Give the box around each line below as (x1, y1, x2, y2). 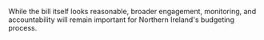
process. (8, 24, 38, 32)
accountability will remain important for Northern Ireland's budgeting (8, 15, 234, 24)
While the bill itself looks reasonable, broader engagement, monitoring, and (8, 7, 257, 16)
